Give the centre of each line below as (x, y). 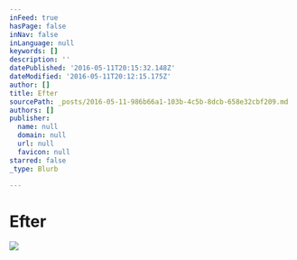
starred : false (38, 160)
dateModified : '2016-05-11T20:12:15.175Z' (90, 77)
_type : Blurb (34, 169)
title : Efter (34, 93)
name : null (38, 127)
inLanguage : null (42, 43)
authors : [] (32, 110)
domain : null (42, 135)
